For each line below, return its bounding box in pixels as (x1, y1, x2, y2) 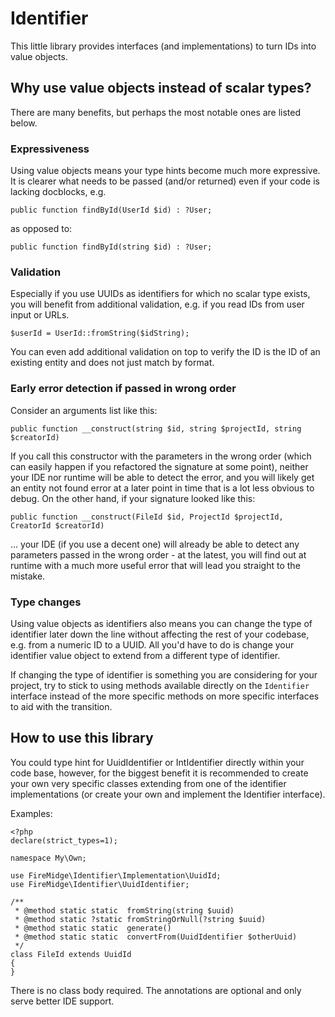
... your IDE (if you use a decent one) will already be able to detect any (10, 538, 300, 550)
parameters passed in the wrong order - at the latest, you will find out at (10, 548, 307, 561)
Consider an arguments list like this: (10, 404, 158, 416)
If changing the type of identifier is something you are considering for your (10, 668, 318, 681)
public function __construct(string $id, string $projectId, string (10, 423, 302, 434)
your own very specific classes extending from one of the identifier (10, 777, 287, 789)
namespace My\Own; (10, 853, 87, 863)
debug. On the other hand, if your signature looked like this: (10, 492, 256, 504)
